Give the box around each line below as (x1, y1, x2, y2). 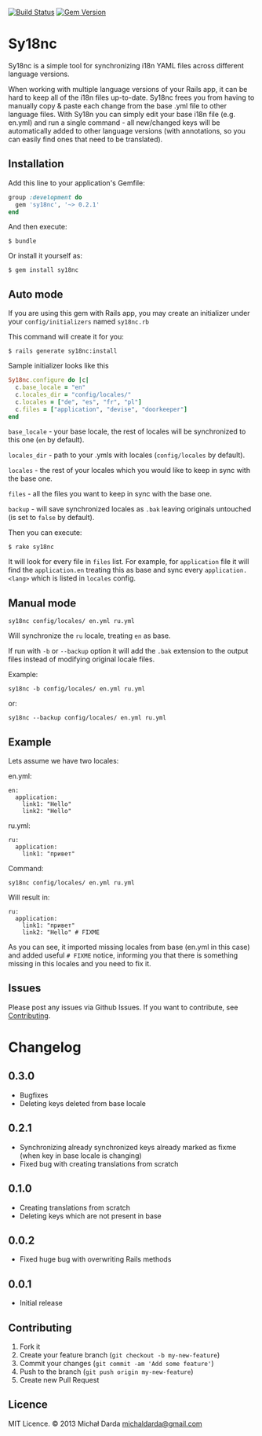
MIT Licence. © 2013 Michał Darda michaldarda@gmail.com (8, 1419, 202, 1428)
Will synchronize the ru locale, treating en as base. (8, 631, 171, 640)
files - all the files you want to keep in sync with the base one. (8, 489, 212, 499)
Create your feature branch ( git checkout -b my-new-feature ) (19, 1350, 220, 1359)
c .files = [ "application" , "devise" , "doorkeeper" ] (15, 405, 188, 413)
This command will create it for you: (8, 332, 124, 342)
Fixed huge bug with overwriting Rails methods (19, 1255, 172, 1264)
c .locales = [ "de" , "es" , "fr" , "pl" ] (15, 397, 143, 406)
